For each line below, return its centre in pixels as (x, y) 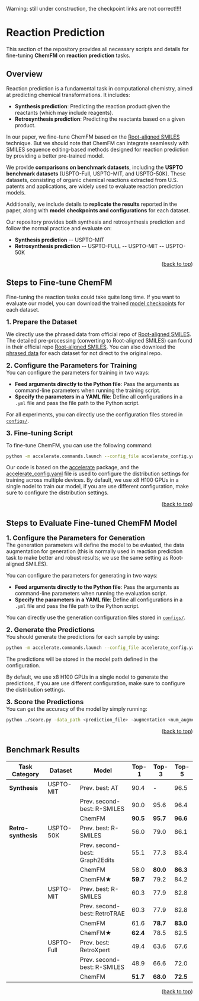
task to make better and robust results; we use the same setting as (87, 558)
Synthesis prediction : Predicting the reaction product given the (92, 106)
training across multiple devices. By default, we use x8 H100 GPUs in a (92, 480)
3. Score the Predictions (45, 702)
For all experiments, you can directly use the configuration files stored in (94, 414)
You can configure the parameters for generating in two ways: (82, 576)
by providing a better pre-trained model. (55, 156)
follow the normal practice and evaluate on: (59, 228)
